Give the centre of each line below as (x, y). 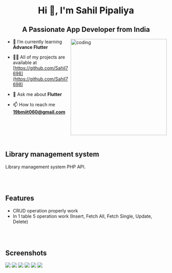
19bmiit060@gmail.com (39, 112)
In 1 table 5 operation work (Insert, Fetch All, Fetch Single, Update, (82, 216)
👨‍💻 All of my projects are (39, 57)
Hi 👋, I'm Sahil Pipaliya (86, 11)
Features (20, 198)
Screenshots (26, 253)
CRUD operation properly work (45, 210)
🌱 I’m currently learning (37, 42)
